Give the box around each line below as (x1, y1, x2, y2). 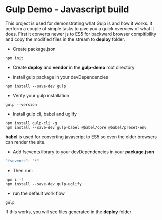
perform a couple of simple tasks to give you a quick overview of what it (5, 25, 154, 31)
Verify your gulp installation (12, 92, 69, 98)
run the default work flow (12, 190, 65, 196)
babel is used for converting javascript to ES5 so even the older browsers (5, 134, 157, 140)
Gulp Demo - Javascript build (5, 4, 129, 15)
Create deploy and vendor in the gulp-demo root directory (12, 64, 135, 70)
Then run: (12, 167, 33, 173)
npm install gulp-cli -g (5, 120, 57, 126)
